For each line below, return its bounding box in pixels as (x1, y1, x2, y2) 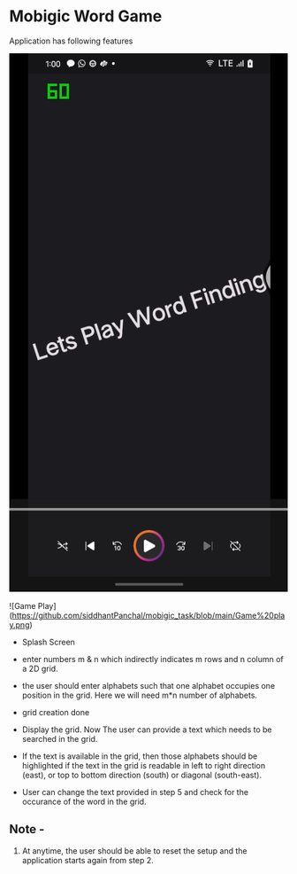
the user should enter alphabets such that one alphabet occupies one (21, 680, 276, 691)
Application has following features (9, 35, 133, 46)
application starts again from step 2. (21, 854, 155, 865)
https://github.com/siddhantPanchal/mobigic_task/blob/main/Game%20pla (11, 610, 286, 620)
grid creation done (21, 706, 90, 717)
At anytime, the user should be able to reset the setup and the (21, 845, 247, 856)
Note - (9, 822, 45, 837)
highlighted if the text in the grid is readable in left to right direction (21, 760, 266, 770)
